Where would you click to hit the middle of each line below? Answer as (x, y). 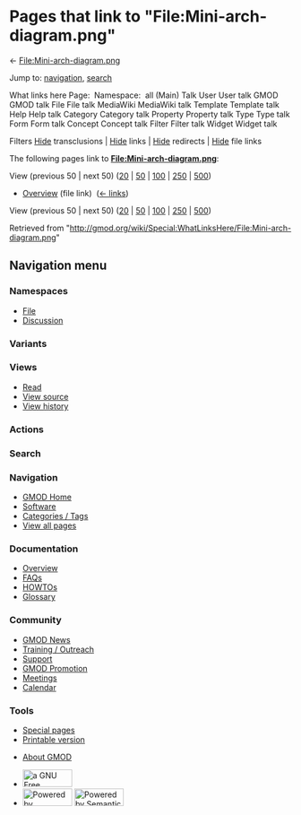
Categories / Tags (55, 516)
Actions (27, 429)
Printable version (53, 739)
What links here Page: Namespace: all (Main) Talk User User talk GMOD (144, 95)
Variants (28, 343)
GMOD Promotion (55, 668)
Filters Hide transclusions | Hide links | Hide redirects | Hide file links (136, 141)
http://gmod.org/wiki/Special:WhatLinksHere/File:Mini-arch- (181, 228)
